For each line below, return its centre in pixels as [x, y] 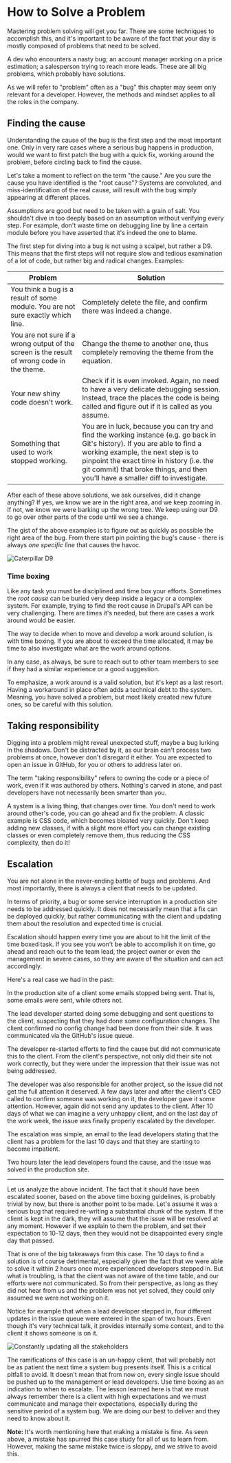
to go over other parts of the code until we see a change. [88, 517]
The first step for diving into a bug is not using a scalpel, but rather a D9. [110, 246]
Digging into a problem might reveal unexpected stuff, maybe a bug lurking [113, 742]
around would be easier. [41, 620]
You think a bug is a [42, 289]
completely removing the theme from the [148, 352]
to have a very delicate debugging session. [151, 389]
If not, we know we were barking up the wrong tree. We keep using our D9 [112, 509]
